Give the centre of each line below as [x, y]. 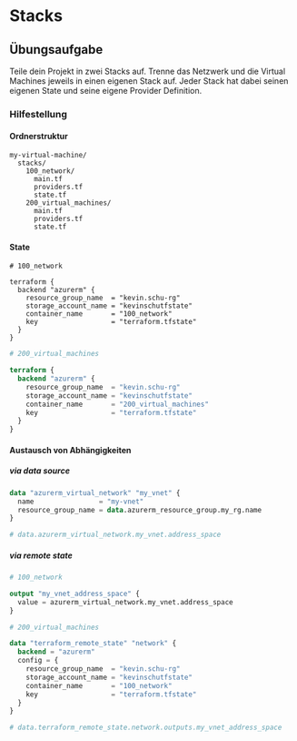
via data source [40, 471]
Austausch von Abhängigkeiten [70, 450]
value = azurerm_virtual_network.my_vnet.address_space [125, 602]
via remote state [41, 555]
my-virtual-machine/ [49, 156]
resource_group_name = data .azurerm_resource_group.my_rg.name [139, 510]
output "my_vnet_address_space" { [75, 594]
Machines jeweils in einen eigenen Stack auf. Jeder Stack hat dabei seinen [149, 81]
